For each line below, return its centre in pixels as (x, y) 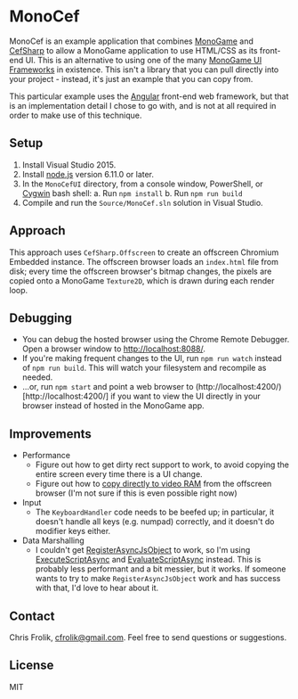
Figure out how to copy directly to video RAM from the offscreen (153, 484)
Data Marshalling (53, 540)
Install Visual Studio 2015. (69, 164)
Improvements (50, 434)
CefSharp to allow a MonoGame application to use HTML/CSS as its (133, 50)
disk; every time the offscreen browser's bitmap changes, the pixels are (141, 271)
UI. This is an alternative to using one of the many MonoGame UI (144, 60)
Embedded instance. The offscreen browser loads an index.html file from (144, 261)
